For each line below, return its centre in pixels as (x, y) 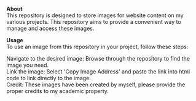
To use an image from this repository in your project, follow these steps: (97, 47)
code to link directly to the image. (49, 78)
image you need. (28, 65)
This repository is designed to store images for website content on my (95, 15)
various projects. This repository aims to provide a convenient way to (94, 22)
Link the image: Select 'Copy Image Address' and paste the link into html (98, 72)
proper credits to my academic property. (58, 91)
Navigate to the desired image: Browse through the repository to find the (98, 58)
